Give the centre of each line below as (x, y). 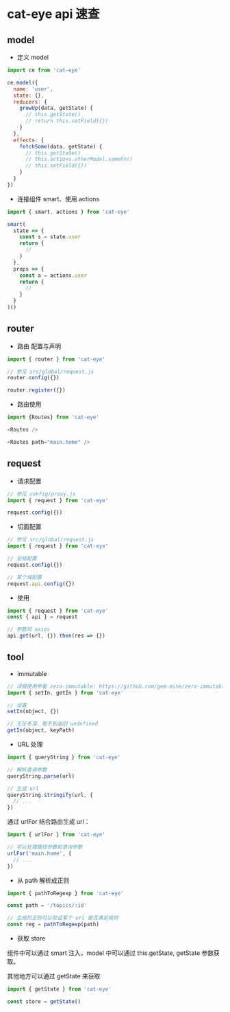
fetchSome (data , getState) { (61, 146)
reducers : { (30, 102)
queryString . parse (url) (41, 776)
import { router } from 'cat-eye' (56, 359)
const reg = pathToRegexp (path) (53, 925)
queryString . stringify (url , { (50, 795)
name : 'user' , (33, 89)
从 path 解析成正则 (43, 880)
